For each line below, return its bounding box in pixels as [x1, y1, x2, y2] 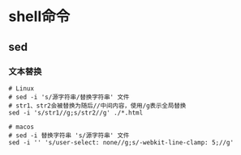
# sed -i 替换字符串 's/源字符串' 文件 [8, 131, 130, 140]
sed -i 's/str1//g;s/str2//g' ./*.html [8, 108, 144, 117]
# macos [8, 123, 35, 131]
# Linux [8, 84, 35, 93]
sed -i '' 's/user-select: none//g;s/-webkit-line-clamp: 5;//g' [8, 138, 234, 146]
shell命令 [8, 7, 71, 26]
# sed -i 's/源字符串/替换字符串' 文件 [8, 93, 130, 101]
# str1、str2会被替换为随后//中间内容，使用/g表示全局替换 [8, 102, 187, 110]
